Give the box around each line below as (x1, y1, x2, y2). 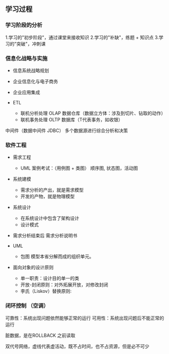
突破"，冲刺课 (16, 41, 46, 47)
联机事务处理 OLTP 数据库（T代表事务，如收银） (20, 116, 123, 122)
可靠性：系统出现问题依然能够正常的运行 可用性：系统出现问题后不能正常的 (5, 315, 164, 321)
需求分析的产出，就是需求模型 (20, 187, 84, 193)
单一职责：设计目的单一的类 (20, 275, 80, 282)
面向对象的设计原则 (12, 264, 54, 271)
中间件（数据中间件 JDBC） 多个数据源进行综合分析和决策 (5, 127, 128, 134)
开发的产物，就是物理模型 (20, 193, 75, 199)
